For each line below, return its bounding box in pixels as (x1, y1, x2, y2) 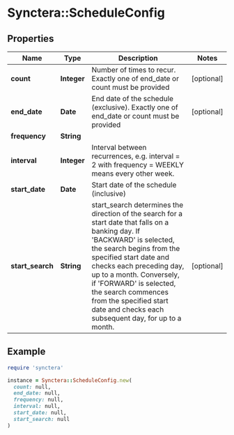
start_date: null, (13, 409, 68, 416)
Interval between (91, 143, 147, 152)
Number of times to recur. (91, 65, 176, 75)
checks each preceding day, (91, 261, 185, 270)
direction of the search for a (91, 209, 183, 218)
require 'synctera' (7, 364, 64, 371)
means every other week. (91, 169, 175, 178)
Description (118, 54, 158, 63)
